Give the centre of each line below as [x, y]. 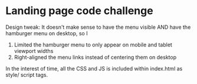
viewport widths [34, 51]
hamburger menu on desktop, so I [47, 33]
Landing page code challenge [80, 11]
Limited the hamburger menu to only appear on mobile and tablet [93, 45]
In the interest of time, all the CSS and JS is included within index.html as [94, 68]
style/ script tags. [27, 75]
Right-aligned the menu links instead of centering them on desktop [95, 57]
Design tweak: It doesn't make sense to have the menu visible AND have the [98, 27]
